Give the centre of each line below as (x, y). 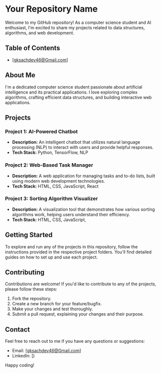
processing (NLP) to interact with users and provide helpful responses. (83, 148)
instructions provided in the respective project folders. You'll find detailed (78, 252)
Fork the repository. (32, 298)
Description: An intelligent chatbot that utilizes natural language (76, 142)
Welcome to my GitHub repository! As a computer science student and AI (78, 22)
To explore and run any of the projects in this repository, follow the (72, 246)
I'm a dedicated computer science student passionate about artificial (74, 87)
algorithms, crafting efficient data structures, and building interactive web (78, 97)
